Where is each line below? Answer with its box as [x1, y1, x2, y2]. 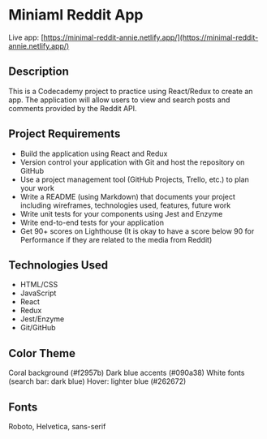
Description [8, 65, 69, 79]
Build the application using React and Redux [19, 148, 168, 158]
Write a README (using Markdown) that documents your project [19, 192, 235, 201]
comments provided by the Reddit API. [8, 103, 137, 113]
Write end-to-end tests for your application [19, 217, 165, 227]
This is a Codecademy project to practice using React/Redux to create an [8, 86, 253, 96]
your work [19, 183, 55, 192]
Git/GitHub [19, 323, 56, 333]
